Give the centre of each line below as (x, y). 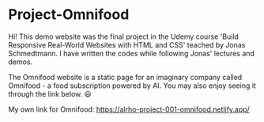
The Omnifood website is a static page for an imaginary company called (125, 77)
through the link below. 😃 (50, 93)
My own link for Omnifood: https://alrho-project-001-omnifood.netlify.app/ (129, 109)
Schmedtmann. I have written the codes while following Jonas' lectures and (132, 53)
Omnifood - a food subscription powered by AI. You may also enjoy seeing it (132, 86)
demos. (21, 62)
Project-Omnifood (69, 15)
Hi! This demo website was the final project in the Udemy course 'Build (124, 36)
